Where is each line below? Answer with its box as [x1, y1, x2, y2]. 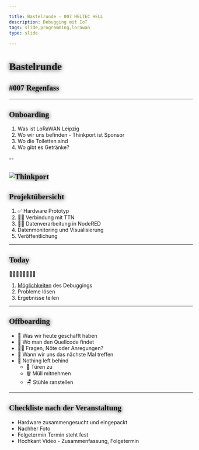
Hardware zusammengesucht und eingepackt [17, 418, 128, 425]
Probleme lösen [17, 288, 55, 295]
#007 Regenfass [9, 83, 60, 92]
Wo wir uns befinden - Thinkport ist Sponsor [17, 131, 125, 138]
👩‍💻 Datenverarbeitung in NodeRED [17, 220, 101, 227]
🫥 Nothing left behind [17, 357, 69, 364]
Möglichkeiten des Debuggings [17, 282, 93, 289]
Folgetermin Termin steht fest [17, 431, 89, 438]
